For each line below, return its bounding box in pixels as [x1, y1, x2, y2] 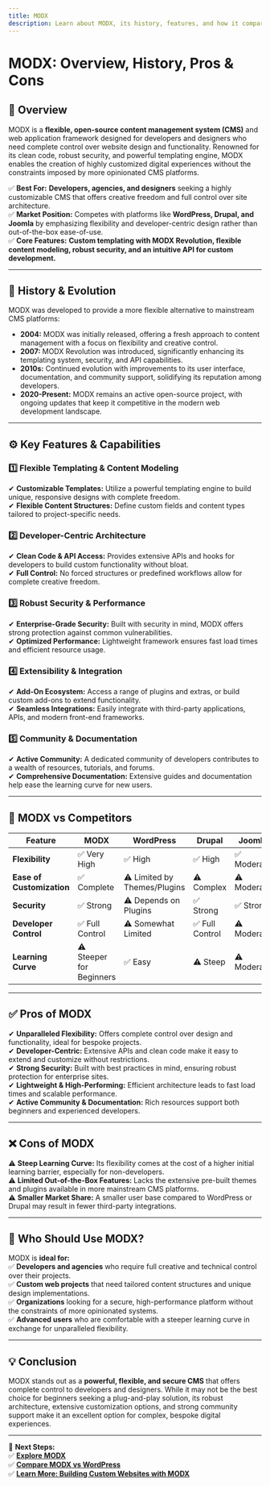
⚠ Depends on [123, 895, 181, 905]
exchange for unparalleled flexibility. [8, 1324, 129, 1334]
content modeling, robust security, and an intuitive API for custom [8, 244, 234, 254]
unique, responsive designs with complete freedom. [8, 493, 181, 502]
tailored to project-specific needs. [8, 510, 121, 518]
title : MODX [8, 11, 48, 20]
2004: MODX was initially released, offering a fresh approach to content [19, 330, 260, 339]
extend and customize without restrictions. [8, 1054, 150, 1064]
